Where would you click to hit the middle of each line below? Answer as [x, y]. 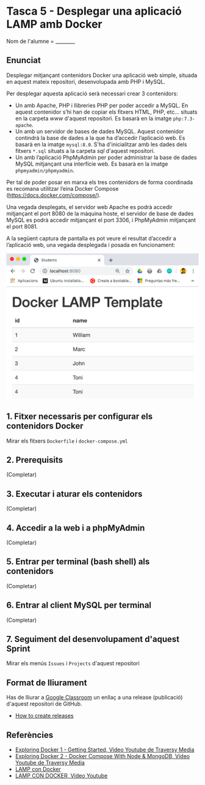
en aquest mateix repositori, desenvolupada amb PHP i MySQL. [86, 81]
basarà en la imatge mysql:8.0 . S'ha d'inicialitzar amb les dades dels [101, 144]
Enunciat [23, 60]
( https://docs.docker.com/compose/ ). [54, 195]
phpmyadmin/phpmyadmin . [45, 170]
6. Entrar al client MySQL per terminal [79, 606]
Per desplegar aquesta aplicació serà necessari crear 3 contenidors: [92, 94]
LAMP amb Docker [54, 24]
